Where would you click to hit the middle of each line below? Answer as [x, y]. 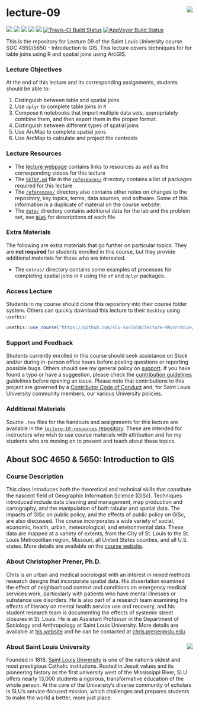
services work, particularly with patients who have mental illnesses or [91, 594]
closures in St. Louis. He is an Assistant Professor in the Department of [93, 618]
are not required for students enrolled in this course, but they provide [91, 251]
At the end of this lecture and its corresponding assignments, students [92, 83]
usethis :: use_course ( [33, 328]
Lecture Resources [34, 153]
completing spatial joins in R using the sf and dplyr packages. [90, 276]
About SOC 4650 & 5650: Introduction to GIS [90, 460]
